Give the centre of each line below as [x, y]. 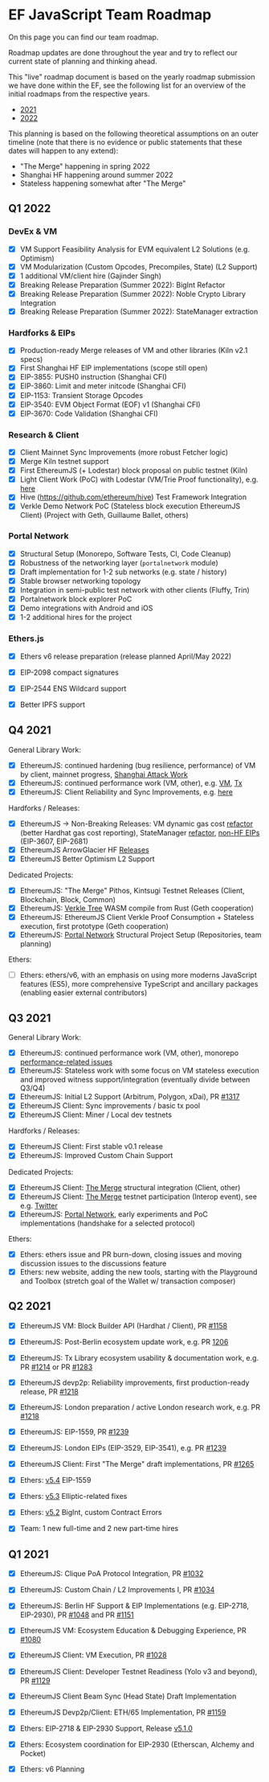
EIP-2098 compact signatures [69, 672]
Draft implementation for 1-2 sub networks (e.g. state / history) [123, 572]
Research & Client [44, 434]
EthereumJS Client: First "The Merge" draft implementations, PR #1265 [137, 1464]
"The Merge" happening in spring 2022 [85, 166]
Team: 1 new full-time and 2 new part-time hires [99, 1529]
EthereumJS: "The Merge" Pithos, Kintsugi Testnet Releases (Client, [132, 890]
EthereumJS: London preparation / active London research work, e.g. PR [140, 1407]
